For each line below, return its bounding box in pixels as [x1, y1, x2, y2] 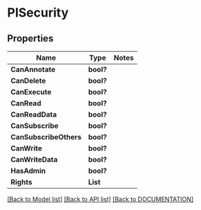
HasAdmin [10, 166, 46, 175]
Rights [10, 177, 32, 186]
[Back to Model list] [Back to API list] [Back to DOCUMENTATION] [7, 195, 194, 203]
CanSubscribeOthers [10, 132, 82, 141]
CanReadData [10, 110, 57, 119]
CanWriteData [10, 155, 58, 164]
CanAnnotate [10, 64, 56, 74]
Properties [7, 33, 54, 44]
